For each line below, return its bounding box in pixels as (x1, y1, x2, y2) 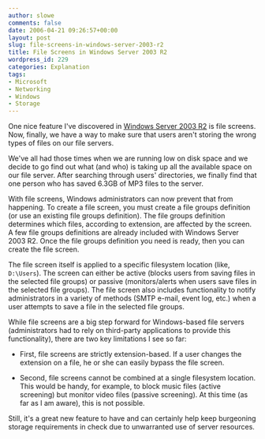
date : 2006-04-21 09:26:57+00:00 (8, 26, 118, 34)
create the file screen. (8, 244, 80, 254)
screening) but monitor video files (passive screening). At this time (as (19, 390, 248, 399)
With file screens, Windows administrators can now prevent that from (8, 195, 233, 204)
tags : (8, 70, 26, 78)
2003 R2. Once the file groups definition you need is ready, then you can (8, 237, 244, 246)
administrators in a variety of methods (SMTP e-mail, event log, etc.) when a (8, 293, 256, 303)
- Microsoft (8, 78, 47, 85)
